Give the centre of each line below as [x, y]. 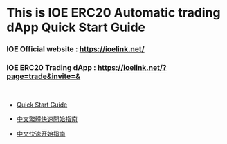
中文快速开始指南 [41, 134]
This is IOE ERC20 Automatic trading [113, 13]
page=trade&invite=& [44, 76]
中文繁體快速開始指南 [47, 119]
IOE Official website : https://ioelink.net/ [75, 49]
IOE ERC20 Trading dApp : [51, 68]
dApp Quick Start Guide [76, 27]
